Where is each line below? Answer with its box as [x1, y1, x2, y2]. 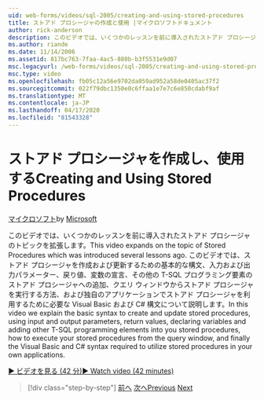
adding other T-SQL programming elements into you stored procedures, [8, 325, 241, 334]
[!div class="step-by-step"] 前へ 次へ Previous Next [27, 383, 193, 392]
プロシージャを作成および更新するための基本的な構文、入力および [30, 260, 244, 270]
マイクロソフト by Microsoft [8, 214, 97, 223]
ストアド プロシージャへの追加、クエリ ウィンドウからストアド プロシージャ [8, 280, 254, 289]
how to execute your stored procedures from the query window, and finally [8, 333, 251, 343]
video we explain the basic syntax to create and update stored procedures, [8, 308, 251, 317]
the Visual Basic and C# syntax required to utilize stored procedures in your [8, 341, 253, 350]
